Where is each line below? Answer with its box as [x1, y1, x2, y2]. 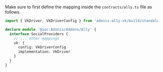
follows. [5, 9, 21, 15]
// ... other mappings [14, 36, 60, 41]
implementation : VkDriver [17, 49, 70, 54]
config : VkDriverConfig [17, 45, 66, 50]
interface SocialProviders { [9, 31, 68, 36]
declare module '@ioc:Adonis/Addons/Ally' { [5, 27, 97, 32]
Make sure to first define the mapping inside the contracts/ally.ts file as [5, 4, 152, 10]
